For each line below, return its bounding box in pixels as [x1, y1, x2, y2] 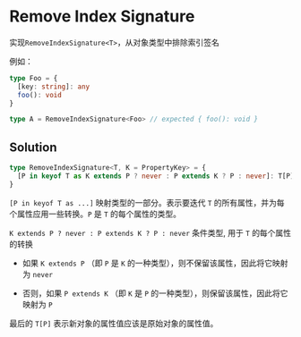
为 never [21, 268, 54, 279]
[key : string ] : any [17, 82, 90, 91]
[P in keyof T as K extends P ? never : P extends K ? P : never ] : [17, 172, 275, 181]
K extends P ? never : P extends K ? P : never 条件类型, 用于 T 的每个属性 [9, 227, 292, 238]
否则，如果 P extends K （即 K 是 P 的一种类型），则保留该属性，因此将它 [21, 288, 288, 299]
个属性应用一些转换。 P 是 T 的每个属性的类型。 [9, 208, 182, 219]
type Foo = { [9, 73, 58, 82]
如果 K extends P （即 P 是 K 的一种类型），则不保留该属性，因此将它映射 [21, 257, 288, 268]
